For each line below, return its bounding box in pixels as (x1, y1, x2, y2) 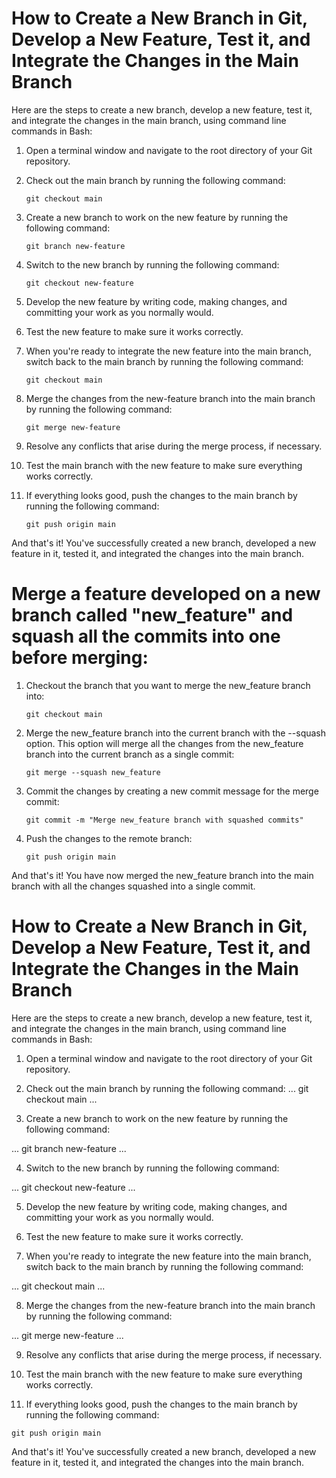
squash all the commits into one (11, 625, 281, 648)
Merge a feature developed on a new (11, 583, 321, 606)
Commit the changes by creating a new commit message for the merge (25, 785, 319, 797)
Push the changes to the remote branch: (25, 832, 193, 844)
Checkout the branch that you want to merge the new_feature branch (25, 679, 311, 691)
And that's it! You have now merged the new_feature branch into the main (11, 869, 314, 881)
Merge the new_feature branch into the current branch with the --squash (25, 727, 327, 739)
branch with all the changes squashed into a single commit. (11, 880, 256, 892)
